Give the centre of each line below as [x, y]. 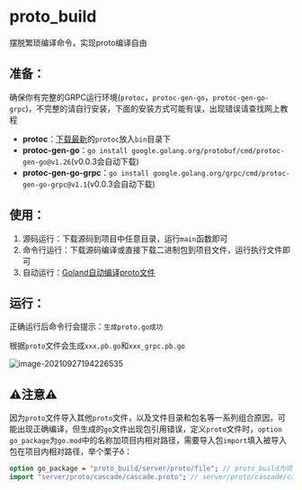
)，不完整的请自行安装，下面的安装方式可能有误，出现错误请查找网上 [153, 108]
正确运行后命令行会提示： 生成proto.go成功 [86, 327]
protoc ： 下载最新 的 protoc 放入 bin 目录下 [96, 139]
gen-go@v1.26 [47, 162]
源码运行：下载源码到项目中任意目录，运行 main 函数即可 [125, 238]
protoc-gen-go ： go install [75, 150]
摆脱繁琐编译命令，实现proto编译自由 [78, 42]
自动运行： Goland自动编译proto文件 [89, 272]
